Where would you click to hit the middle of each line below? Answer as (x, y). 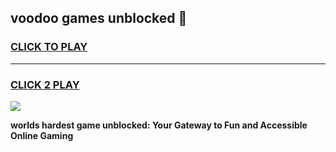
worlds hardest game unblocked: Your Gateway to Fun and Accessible (159, 125)
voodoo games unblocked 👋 (99, 18)
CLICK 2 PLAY (45, 84)
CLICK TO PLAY (49, 47)
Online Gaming (42, 135)
